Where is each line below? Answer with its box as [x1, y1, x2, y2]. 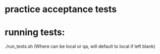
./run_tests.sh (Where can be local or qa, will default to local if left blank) [5, 43, 155, 49]
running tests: [5, 27, 65, 38]
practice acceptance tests [5, 4, 117, 15]
